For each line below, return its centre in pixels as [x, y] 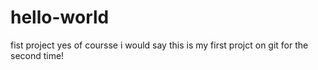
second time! [37, 55]
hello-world [60, 17]
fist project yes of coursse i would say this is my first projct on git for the [159, 45]
